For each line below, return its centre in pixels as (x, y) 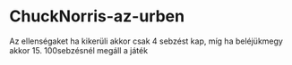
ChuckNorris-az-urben (97, 16)
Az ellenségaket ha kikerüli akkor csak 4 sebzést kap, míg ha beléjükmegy (146, 41)
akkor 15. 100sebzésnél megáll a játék (79, 50)
